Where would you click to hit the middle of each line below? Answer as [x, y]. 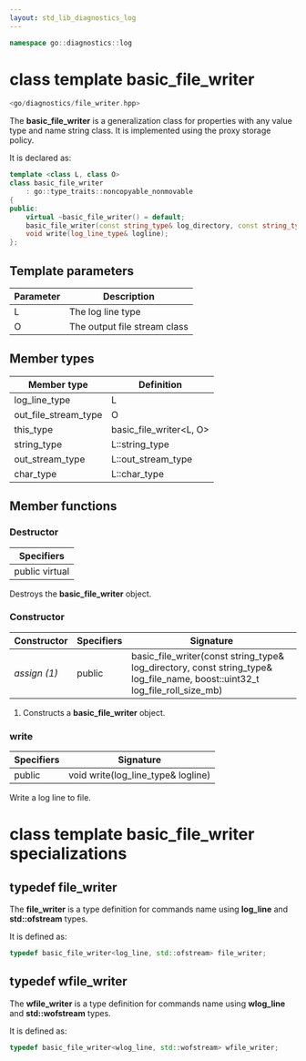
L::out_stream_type [152, 459]
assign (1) [36, 673]
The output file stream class [128, 326]
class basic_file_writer [56, 183]
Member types [52, 359]
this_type [33, 429]
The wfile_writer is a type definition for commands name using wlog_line [148, 1004]
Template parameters [72, 271]
